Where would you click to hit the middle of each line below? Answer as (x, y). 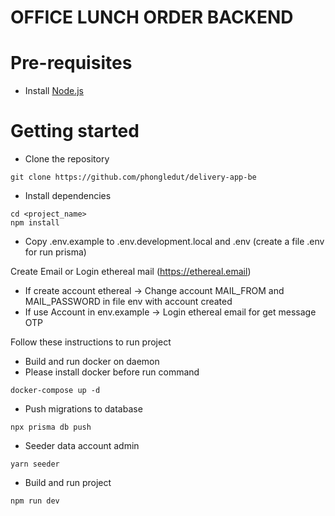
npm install (35, 223)
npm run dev (35, 501)
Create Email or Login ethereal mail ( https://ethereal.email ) (131, 272)
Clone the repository (67, 159)
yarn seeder (35, 464)
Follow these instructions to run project (91, 342)
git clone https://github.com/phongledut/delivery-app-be (133, 177)
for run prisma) (55, 252)
